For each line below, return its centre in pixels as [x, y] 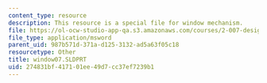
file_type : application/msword [60, 38]
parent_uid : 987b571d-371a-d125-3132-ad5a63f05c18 [94, 45]
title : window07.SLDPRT [48, 60]
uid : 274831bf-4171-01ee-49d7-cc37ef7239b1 [81, 67]
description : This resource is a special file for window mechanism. [126, 23]
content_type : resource [48, 15]
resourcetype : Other [43, 52]
